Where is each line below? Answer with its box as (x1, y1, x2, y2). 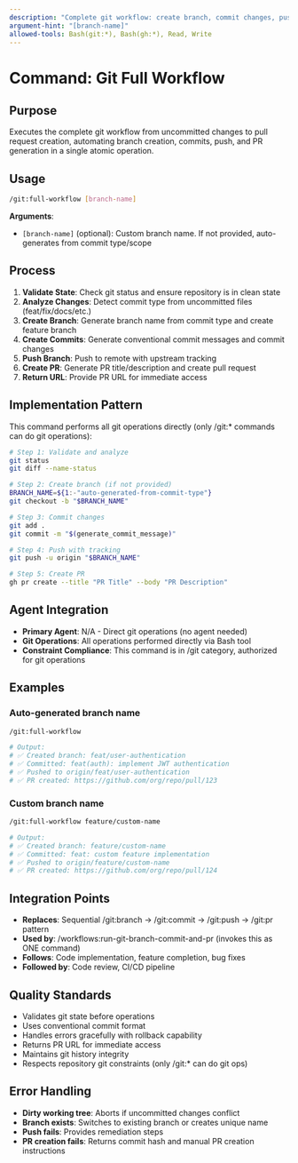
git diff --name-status (9, 464, 98, 474)
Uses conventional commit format (21, 1020, 146, 1031)
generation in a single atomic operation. (9, 146, 154, 156)
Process (9, 263, 56, 278)
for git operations (21, 654, 86, 665)
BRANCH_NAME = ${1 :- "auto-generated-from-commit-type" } (9, 489, 213, 498)
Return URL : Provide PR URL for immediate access (21, 371, 208, 382)
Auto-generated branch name (9, 707, 141, 720)
